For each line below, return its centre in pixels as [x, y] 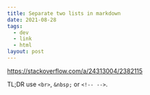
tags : [15, 26]
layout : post [26, 52]
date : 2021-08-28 [32, 20]
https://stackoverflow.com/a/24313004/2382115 [75, 71]
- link [23, 39]
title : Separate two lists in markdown [64, 13]
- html [23, 45]
